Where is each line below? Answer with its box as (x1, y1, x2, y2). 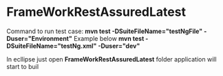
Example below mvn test (74, 34, 145, 42)
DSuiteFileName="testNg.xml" (6, 41, 97, 50)
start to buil (6, 62, 39, 70)
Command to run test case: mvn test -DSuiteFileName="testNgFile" (6, 27, 203, 35)
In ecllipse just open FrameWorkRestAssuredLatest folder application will (6, 55, 217, 63)
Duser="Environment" (6, 34, 73, 42)
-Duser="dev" (98, 41, 140, 50)
